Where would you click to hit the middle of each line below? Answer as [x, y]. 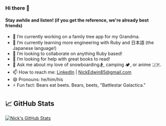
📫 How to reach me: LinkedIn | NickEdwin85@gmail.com [72, 72]
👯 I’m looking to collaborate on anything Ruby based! [67, 54]
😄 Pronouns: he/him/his [38, 80]
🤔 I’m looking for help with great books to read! [61, 59]
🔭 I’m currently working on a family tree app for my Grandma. [76, 37]
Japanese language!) [35, 48]
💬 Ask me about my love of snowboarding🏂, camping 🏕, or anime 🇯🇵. [87, 65]
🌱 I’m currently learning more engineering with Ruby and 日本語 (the [83, 43]
